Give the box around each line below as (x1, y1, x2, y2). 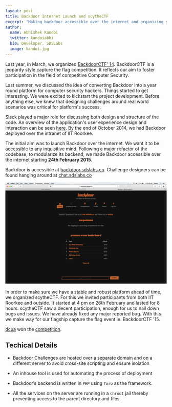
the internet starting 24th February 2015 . (5, 156, 93, 163)
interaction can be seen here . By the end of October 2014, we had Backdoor (5, 125, 166, 131)
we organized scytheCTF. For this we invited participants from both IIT (5, 294, 154, 300)
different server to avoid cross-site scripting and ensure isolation (12, 360, 150, 366)
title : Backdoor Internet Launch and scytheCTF (5, 13, 109, 19)
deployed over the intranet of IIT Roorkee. (5, 130, 94, 136)
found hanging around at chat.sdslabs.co (5, 172, 92, 178)
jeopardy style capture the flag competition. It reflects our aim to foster (5, 66, 155, 73)
